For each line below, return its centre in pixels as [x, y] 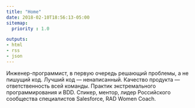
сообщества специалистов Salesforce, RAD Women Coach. [81, 98]
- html [14, 45]
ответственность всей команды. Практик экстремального [81, 86]
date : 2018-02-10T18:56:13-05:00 [48, 17]
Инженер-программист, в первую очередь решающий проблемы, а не [97, 73]
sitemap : [17, 23]
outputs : [17, 40]
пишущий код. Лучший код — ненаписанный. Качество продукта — [93, 79]
